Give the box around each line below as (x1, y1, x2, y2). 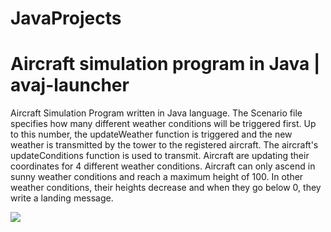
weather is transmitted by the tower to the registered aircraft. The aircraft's (10, 139, 319, 151)
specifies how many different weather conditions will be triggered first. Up (10, 118, 317, 130)
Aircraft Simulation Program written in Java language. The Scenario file (10, 107, 303, 119)
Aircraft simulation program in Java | (10, 53, 321, 76)
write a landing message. (10, 192, 114, 204)
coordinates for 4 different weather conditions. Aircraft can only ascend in (10, 160, 316, 172)
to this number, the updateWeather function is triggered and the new (10, 128, 293, 141)
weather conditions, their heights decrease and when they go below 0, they (10, 182, 322, 194)
